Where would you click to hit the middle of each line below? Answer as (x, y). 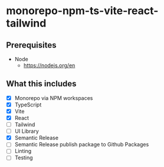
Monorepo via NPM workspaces (54, 98)
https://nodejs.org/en (49, 65)
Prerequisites (31, 45)
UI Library (27, 131)
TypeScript (28, 105)
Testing (24, 158)
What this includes (41, 84)
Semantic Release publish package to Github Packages (82, 145)
